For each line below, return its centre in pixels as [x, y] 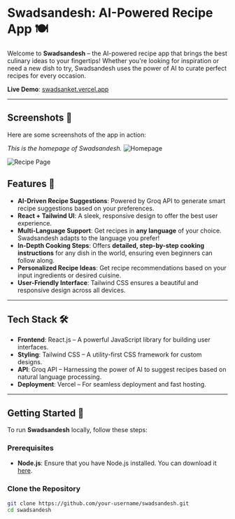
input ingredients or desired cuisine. [69, 275]
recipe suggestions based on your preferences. [86, 208]
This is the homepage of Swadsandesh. [65, 148]
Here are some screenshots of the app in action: [77, 134]
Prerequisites [30, 448]
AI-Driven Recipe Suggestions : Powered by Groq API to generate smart [121, 200]
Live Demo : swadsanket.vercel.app [58, 89]
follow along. [36, 260]
